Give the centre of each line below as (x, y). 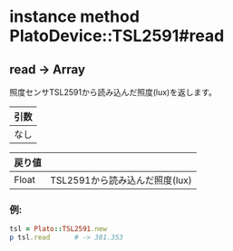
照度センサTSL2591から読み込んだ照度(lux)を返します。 (113, 92)
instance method (75, 17)
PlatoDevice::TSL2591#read (117, 36)
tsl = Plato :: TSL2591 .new (58, 229)
